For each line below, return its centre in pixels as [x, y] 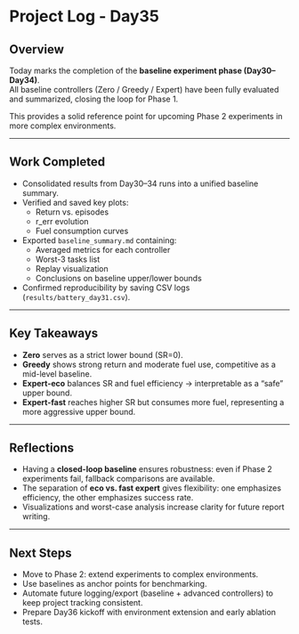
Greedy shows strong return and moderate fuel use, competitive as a [149, 364]
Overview [37, 49]
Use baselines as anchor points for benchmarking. [114, 584]
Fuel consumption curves [82, 231]
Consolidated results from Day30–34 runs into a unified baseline [140, 183]
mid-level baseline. [57, 374]
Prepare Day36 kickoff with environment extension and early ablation [149, 613]
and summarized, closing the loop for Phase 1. [94, 99]
